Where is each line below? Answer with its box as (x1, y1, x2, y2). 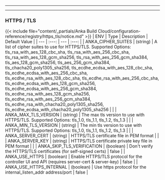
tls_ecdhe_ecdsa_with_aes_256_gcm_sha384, (5, 86, 97, 91)
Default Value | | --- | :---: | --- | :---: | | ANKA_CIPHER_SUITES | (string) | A (5, 39, 158, 45)
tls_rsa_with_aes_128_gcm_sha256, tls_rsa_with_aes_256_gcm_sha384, (5, 55, 148, 60)
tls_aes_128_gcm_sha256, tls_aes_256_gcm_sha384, (5, 60, 110, 65)
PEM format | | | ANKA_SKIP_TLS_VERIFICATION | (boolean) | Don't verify (5, 143, 153, 149)
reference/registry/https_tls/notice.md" (5, 33, 84, 39)
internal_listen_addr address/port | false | (5, 169, 88, 175)
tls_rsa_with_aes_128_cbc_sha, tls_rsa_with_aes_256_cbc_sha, (5, 49, 130, 55)
